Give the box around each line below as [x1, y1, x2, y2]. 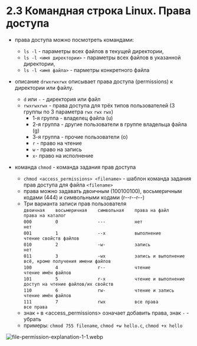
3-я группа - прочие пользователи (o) [32, 133, 128, 140]
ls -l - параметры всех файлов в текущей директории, [23, 47, 164, 54]
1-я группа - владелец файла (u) [32, 114, 113, 122]
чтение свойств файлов [23, 235, 80, 241]
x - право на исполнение [32, 152, 94, 159]
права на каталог [23, 213, 67, 218]
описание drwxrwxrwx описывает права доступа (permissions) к [14, 78, 173, 85]
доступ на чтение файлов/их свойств [23, 281, 114, 287]
